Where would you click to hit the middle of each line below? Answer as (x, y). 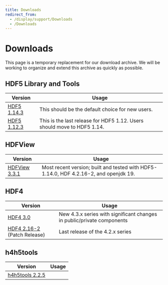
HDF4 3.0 (19, 217)
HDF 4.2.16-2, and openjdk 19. (97, 174)
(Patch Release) (26, 235)
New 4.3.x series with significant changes (108, 214)
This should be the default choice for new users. (96, 109)
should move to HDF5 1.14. (72, 127)
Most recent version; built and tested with (90, 167)
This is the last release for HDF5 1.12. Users (91, 121)
